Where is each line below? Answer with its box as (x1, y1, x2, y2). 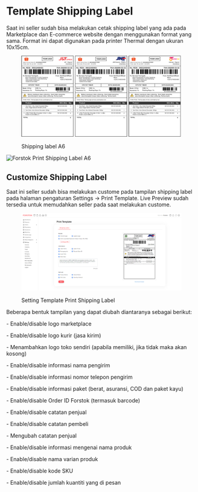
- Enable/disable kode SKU (6, 467, 74, 474)
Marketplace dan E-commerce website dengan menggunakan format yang (6, 30, 192, 38)
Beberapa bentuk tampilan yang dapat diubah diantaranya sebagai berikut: (6, 309, 192, 316)
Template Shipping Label (6, 4, 133, 18)
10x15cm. (6, 44, 30, 51)
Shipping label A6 (21, 143, 65, 150)
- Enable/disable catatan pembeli (6, 421, 89, 428)
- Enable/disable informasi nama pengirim (6, 362, 110, 369)
